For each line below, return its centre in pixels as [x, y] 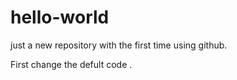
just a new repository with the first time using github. [119, 45]
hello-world [60, 17]
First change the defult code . [71, 64]
